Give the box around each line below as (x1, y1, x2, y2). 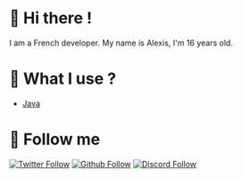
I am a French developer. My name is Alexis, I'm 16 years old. (9, 37, 234, 48)
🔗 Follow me (9, 129, 101, 150)
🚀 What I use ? (9, 69, 117, 89)
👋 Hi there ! (9, 8, 93, 28)
